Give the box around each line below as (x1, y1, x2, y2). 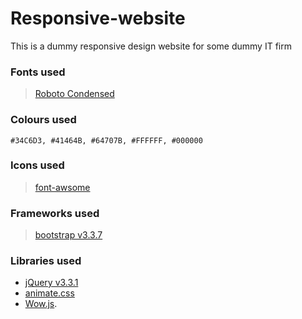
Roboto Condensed (34, 88, 115, 100)
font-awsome (34, 181, 91, 193)
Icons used (10, 158, 65, 172)
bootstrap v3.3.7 (34, 229, 103, 241)
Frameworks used (10, 206, 100, 220)
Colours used (10, 113, 77, 127)
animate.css (24, 287, 75, 299)
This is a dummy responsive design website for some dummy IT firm (10, 40, 292, 52)
